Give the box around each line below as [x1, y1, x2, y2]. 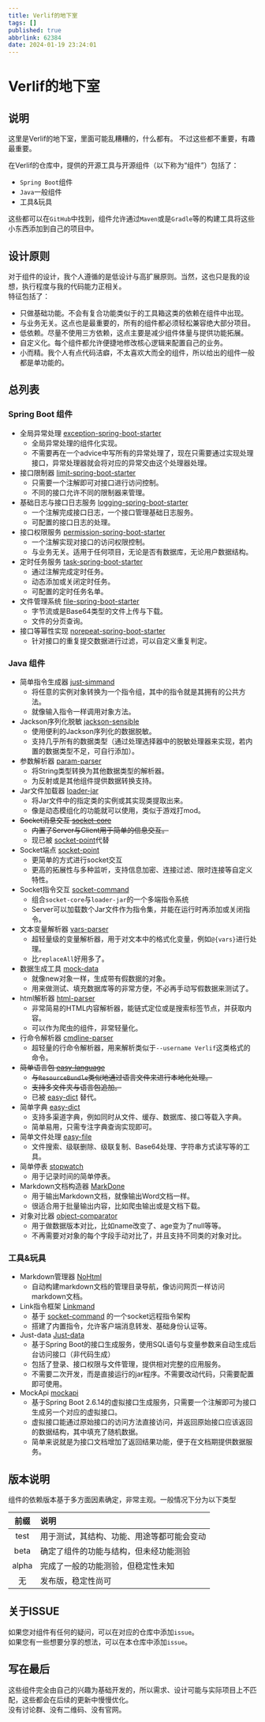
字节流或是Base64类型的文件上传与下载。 [31, 606, 167, 615]
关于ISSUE [8, 1605, 60, 1618]
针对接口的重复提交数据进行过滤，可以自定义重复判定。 [31, 636, 211, 645]
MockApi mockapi [19, 1388, 79, 1398]
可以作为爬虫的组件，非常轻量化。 [31, 1023, 143, 1032]
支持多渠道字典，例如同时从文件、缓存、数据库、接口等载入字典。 [31, 1112, 246, 1122]
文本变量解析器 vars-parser [19, 924, 109, 933]
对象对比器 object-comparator [19, 1211, 118, 1221]
